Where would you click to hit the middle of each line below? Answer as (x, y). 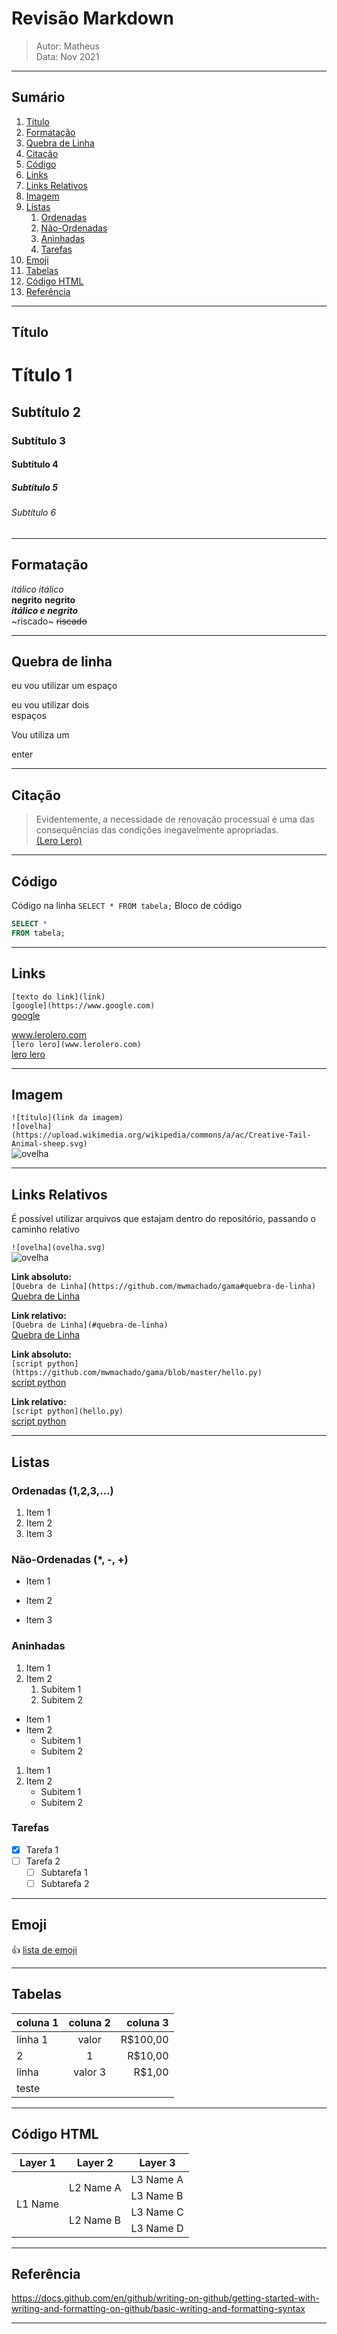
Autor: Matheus (68, 46)
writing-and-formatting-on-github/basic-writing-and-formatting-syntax (158, 2309)
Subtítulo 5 (34, 487)
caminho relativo (45, 1229)
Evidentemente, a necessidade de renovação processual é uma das (175, 819)
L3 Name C (157, 2212)
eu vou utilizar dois (50, 705)
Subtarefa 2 (65, 1884)
